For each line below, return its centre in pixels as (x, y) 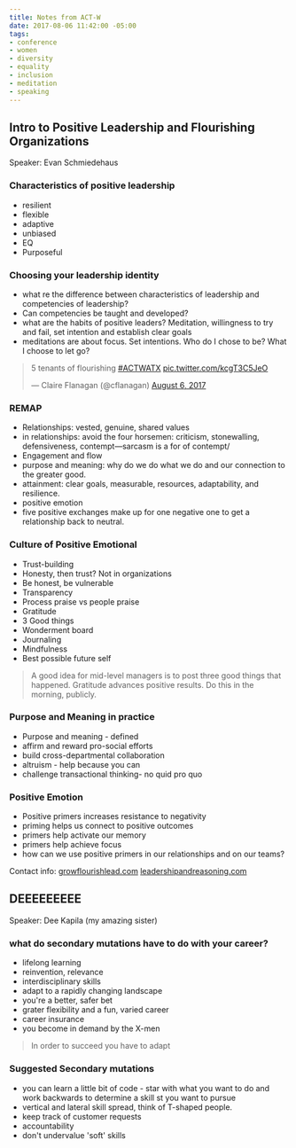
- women (23, 51)
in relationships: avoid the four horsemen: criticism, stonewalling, (140, 437)
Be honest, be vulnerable (68, 582)
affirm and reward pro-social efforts (87, 746)
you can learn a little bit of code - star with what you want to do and (146, 1088)
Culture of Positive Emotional (73, 544)
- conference (33, 42)
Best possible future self (66, 658)
